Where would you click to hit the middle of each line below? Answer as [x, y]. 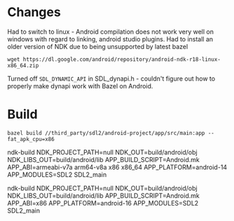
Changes [34, 12]
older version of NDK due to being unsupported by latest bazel [98, 46]
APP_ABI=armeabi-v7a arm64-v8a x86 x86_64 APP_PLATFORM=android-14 [117, 167]
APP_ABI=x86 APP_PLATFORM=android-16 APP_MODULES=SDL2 [103, 203]
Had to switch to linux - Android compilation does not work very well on [110, 32]
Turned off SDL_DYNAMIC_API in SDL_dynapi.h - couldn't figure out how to [111, 79]
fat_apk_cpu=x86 [31, 139]
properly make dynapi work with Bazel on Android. [80, 86]
